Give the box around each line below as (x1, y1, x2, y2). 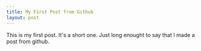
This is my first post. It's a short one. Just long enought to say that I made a (6, 31, 196, 38)
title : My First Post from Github (6, 8, 94, 15)
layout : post (6, 15, 39, 21)
